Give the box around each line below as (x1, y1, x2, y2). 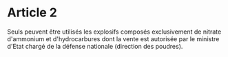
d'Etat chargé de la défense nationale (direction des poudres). (7, 42, 183, 50)
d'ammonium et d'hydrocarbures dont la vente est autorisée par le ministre (7, 34, 220, 43)
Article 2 (7, 5, 57, 21)
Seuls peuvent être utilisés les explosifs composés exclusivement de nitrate (7, 27, 222, 36)
